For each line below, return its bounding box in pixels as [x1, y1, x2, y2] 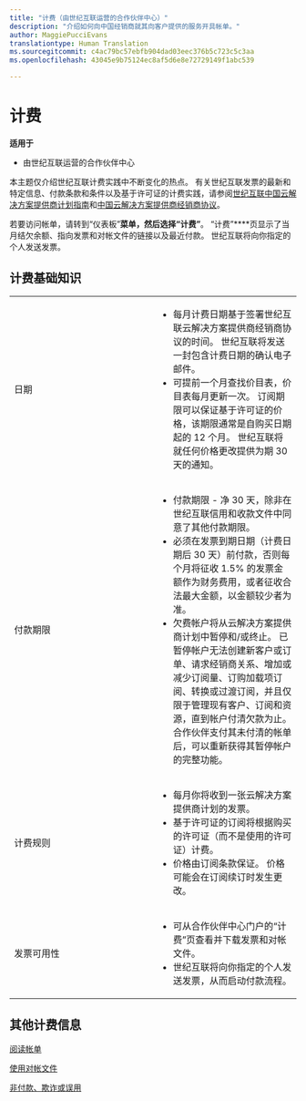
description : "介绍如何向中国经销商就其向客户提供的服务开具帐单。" [9, 22, 240, 31]
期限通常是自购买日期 [199, 417, 292, 429]
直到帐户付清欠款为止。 [190, 712, 292, 725]
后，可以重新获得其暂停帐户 [172, 739, 292, 752]
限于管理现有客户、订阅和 [172, 698, 283, 711]
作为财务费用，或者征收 [181, 575, 283, 588]
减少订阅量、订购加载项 [172, 671, 274, 684]
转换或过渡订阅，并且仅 [190, 684, 292, 697]
